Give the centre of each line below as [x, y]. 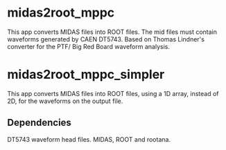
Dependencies [39, 123]
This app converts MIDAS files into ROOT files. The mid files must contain [112, 32]
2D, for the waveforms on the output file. [65, 101]
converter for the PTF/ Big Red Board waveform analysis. [88, 46]
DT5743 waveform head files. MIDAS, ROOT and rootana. [89, 139]
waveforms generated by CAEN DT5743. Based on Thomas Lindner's [106, 39]
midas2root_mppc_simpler [86, 75]
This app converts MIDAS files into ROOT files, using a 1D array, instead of [113, 93]
